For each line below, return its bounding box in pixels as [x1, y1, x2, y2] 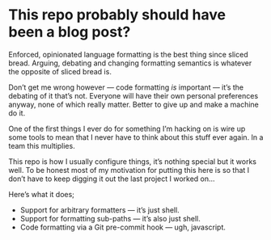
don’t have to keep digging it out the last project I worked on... [8, 174, 216, 183]
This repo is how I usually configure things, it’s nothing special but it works [8, 156, 257, 166]
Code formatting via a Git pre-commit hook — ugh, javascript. [19, 222, 227, 232]
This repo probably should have [8, 6, 227, 24]
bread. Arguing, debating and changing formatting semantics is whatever [8, 58, 252, 68]
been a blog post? [8, 23, 131, 41]
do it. [8, 107, 26, 118]
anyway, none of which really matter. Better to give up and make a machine [8, 99, 259, 109]
